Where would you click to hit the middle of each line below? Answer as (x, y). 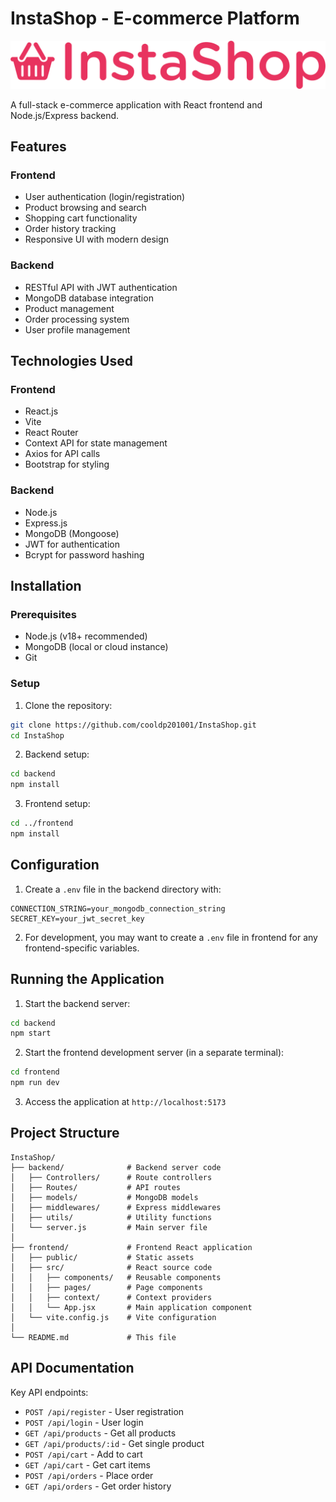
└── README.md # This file (93, 1337)
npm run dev (35, 1083)
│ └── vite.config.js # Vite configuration (113, 1317)
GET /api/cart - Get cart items (87, 1464)
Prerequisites (43, 614)
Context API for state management (96, 443)
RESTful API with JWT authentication (101, 287)
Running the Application (87, 979)
